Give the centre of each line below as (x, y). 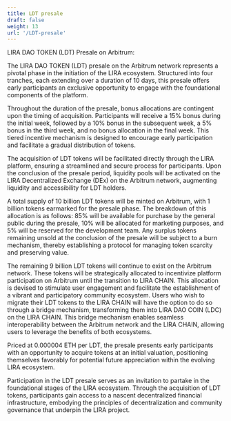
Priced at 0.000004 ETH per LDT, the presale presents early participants (110, 345)
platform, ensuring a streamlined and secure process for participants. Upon (114, 166)
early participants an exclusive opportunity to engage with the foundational (114, 88)
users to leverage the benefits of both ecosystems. (80, 332)
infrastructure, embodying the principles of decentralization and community (115, 403)
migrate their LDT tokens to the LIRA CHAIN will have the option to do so (110, 303)
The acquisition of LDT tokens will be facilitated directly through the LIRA (111, 159)
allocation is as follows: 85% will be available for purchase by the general (111, 216)
